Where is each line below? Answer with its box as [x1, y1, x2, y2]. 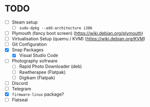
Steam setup [11, 19, 38, 25]
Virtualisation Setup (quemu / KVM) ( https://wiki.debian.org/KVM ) [11, 36, 146, 42]
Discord [11, 80, 28, 86]
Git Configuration [11, 41, 47, 47]
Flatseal [11, 97, 28, 103]
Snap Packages [11, 47, 44, 53]
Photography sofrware [11, 58, 58, 64]
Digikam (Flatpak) [19, 75, 55, 80]
